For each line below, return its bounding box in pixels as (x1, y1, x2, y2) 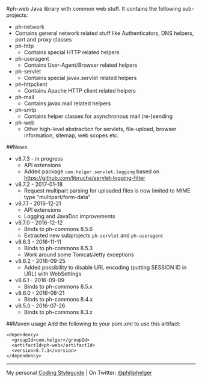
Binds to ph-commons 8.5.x (23, 283, 93, 290)
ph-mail (14, 93, 34, 100)
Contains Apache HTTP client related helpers (23, 87, 136, 94)
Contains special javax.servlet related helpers (23, 75, 137, 81)
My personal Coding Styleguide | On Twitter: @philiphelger (6, 369, 152, 376)
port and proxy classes (14, 36, 72, 43)
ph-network (14, 23, 45, 30)
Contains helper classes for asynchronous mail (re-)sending (23, 112, 173, 120)
